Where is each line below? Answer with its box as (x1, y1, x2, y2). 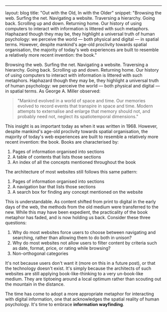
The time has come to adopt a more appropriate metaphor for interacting (5, 291, 154, 297)
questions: (5, 220, 27, 226)
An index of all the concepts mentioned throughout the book (12, 159, 136, 165)
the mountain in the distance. (5, 281, 65, 287)
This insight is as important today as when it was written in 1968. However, (5, 123, 158, 129)
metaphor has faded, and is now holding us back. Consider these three (5, 215, 151, 220)
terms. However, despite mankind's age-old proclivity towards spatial (5, 42, 148, 47)
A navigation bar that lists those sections (12, 184, 96, 189)
